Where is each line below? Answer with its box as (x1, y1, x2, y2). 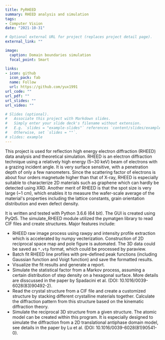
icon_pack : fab (9, 75, 41, 80)
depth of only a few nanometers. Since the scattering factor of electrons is (5, 169, 156, 175)
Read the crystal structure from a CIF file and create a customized (12, 288, 146, 294)
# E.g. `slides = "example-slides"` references (5, 125, 109, 131)
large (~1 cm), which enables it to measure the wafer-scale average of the (5, 190, 155, 196)
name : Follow (9, 80, 36, 85)
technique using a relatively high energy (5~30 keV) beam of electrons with (5, 158, 158, 164)
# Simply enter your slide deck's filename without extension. (5, 121, 141, 126)
